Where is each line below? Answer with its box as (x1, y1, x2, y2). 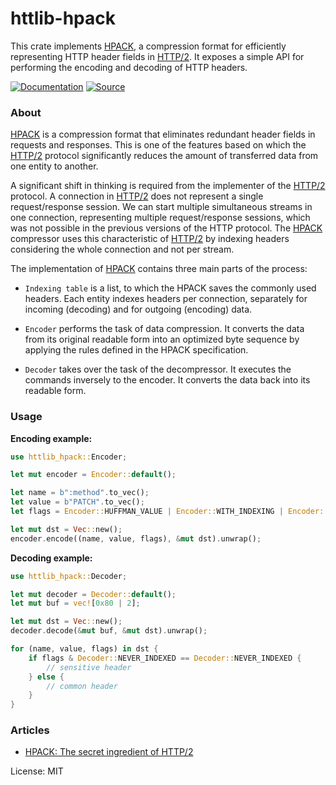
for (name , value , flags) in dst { (10, 644, 159, 654)
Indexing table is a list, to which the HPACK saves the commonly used (24, 282, 317, 294)
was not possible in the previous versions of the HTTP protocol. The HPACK (10, 222, 323, 234)
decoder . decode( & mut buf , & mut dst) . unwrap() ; (10, 626, 208, 636)
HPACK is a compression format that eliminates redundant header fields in (10, 128, 316, 141)
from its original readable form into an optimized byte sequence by (24, 333, 300, 346)
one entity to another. (10, 160, 99, 172)
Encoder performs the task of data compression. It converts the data (24, 323, 305, 335)
